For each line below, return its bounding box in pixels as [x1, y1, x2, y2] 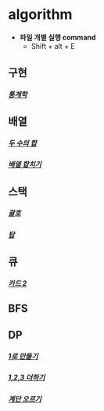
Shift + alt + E [30, 41, 76, 50]
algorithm [8, 6, 73, 24]
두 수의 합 [8, 138, 38, 147]
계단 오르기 [8, 394, 41, 403]
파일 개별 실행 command [19, 32, 96, 42]
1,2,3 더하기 [8, 372, 45, 383]
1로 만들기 [8, 352, 38, 361]
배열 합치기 [8, 160, 41, 169]
